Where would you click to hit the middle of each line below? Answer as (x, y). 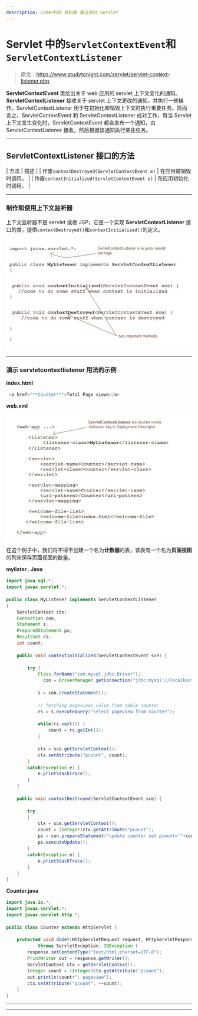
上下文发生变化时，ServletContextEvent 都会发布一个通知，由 (81, 122)
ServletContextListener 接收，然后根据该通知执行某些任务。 (79, 130)
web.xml (17, 406)
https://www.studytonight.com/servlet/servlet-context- (103, 74)
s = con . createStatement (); (72, 693)
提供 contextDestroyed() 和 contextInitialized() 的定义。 (95, 230)
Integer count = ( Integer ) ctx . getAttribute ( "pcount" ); (96, 971)
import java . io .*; (29, 903)
